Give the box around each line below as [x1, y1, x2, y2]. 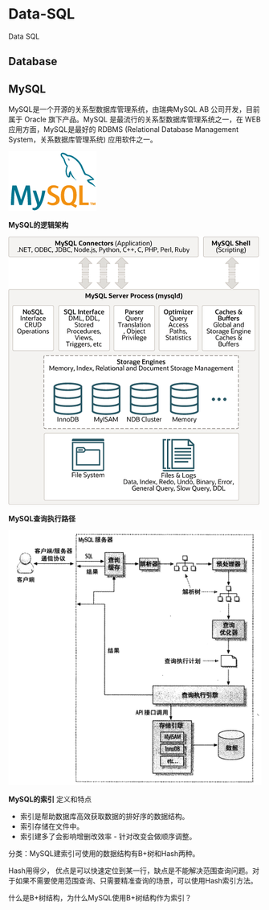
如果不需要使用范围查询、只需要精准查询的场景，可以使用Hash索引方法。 [14, 875, 258, 885]
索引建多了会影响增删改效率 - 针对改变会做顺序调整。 [19, 831, 197, 841]
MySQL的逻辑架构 [8, 220, 69, 230]
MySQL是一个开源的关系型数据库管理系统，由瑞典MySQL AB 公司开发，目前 [8, 105, 261, 114]
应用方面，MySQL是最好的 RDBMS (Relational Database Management [8, 125, 239, 134]
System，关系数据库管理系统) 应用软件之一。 [8, 134, 158, 145]
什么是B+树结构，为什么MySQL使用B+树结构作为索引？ [8, 892, 193, 902]
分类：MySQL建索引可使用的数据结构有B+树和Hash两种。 [8, 848, 200, 858]
